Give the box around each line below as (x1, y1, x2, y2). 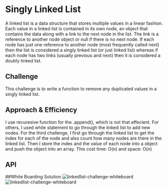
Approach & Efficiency (5, 106, 77, 114)
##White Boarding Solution (5, 174, 62, 180)
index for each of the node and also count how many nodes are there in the (5, 135, 162, 141)
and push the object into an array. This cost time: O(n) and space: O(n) (5, 146, 152, 152)
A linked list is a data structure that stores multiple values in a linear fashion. (5, 20, 163, 26)
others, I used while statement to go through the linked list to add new (5, 124, 150, 131)
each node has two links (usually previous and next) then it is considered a (5, 52, 160, 58)
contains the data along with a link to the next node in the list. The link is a (5, 31, 159, 37)
